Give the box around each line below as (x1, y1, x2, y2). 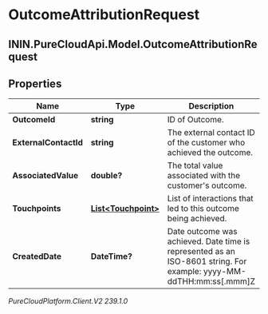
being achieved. (167, 213, 227, 225)
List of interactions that (167, 193, 254, 205)
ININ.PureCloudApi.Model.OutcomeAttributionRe (8, 38, 258, 51)
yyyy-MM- (203, 266, 246, 277)
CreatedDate (12, 251, 62, 262)
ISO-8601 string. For (167, 256, 247, 267)
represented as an (167, 246, 235, 257)
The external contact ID (167, 127, 255, 138)
